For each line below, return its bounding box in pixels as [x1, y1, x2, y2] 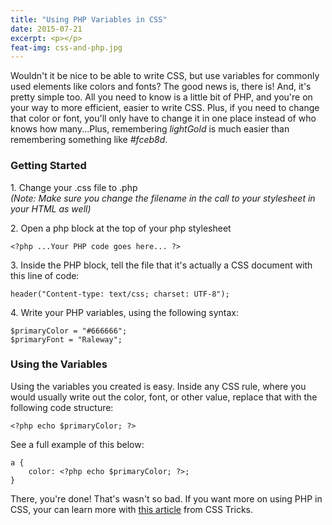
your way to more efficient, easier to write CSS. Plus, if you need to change [10, 102, 320, 114]
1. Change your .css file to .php [10, 181, 138, 193]
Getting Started [10, 159, 87, 173]
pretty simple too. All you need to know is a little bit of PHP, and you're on [10, 91, 313, 103]
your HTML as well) [10, 202, 92, 215]
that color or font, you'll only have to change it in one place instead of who [10, 112, 317, 125]
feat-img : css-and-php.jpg [10, 42, 123, 53]
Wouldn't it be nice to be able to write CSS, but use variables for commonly [10, 70, 320, 82]
